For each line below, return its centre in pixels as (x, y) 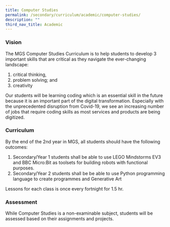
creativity (23, 85)
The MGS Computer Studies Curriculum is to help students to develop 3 (81, 53)
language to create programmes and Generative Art (67, 179)
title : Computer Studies (32, 10)
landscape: (17, 64)
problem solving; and (35, 80)
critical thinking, (30, 74)
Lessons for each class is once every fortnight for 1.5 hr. (65, 188)
